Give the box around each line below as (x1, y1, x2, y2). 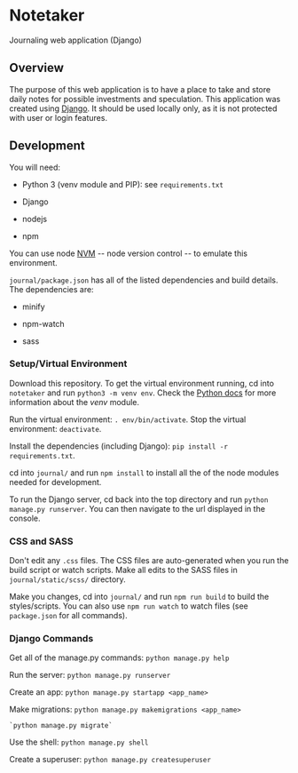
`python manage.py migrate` (9, 721, 114, 730)
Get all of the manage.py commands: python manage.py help (9, 652, 230, 663)
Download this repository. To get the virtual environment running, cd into (9, 378, 275, 388)
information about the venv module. (9, 396, 140, 407)
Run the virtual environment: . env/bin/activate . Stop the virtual (9, 414, 247, 425)
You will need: (9, 162, 60, 172)
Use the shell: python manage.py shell (9, 737, 149, 747)
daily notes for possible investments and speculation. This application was (9, 93, 281, 104)
